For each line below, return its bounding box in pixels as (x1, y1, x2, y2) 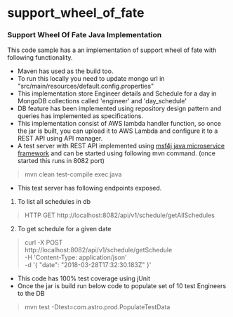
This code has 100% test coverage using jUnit (17, 274, 151, 283)
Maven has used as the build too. (17, 67, 114, 75)
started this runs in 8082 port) (17, 157, 105, 165)
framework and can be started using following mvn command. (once (17, 149, 216, 157)
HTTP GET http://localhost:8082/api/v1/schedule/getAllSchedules (24, 211, 215, 219)
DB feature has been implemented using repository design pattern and (17, 104, 222, 113)
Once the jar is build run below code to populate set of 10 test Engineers (17, 282, 227, 290)
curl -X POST (24, 238, 63, 247)
